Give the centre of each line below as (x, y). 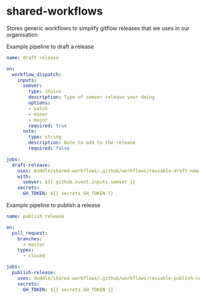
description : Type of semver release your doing (92, 97)
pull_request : (30, 233)
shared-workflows (55, 11)
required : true (48, 126)
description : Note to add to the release (82, 143)
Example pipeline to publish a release (53, 205)
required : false (49, 149)
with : (25, 176)
